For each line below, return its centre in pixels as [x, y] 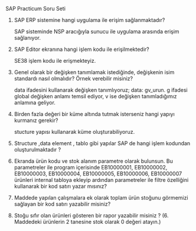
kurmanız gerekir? [36, 120]
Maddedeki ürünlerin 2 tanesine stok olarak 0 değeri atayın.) [87, 222]
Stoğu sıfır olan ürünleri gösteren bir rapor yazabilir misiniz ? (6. [91, 215]
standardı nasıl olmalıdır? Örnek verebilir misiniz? [73, 78]
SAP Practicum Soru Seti [36, 9]
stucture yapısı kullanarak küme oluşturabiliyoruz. [74, 132]
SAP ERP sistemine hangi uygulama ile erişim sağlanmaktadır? [89, 20]
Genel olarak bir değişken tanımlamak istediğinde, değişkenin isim [94, 72]
